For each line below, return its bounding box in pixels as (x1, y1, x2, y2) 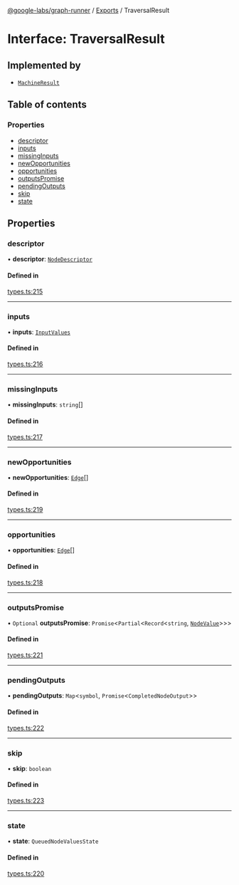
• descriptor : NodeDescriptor (7, 255, 92, 263)
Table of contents (7, 99, 87, 111)
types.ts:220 (7, 869, 45, 878)
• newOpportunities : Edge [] (7, 473, 89, 481)
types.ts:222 (7, 723, 45, 732)
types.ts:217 (7, 432, 43, 441)
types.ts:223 (7, 797, 45, 805)
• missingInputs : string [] (7, 400, 83, 409)
